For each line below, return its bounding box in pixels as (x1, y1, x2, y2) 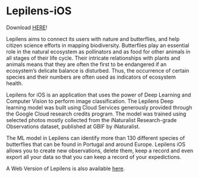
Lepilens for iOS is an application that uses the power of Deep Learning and (6, 91, 191, 98)
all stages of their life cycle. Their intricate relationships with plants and (6, 54, 181, 61)
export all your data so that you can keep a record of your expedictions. (6, 153, 182, 160)
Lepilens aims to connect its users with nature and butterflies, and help (6, 35, 180, 42)
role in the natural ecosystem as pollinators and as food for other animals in (6, 48, 191, 55)
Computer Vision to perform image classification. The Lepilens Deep (6, 97, 174, 105)
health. (6, 79, 23, 87)
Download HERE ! (6, 24, 48, 31)
